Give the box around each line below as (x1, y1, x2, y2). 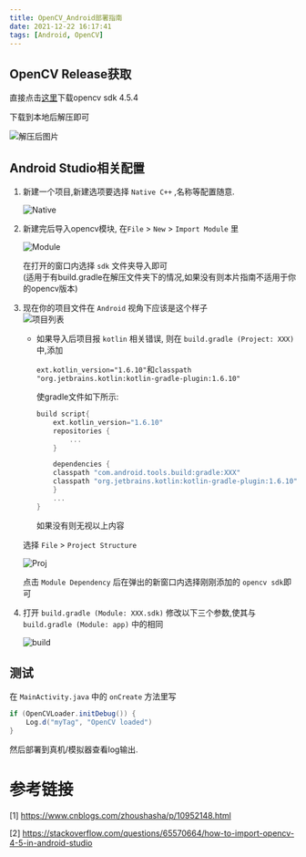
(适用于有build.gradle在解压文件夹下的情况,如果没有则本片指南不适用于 (22, 272, 289, 283)
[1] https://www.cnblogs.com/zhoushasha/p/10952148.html (9, 811, 232, 821)
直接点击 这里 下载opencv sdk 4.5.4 (9, 92, 138, 103)
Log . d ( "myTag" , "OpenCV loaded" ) (25, 718, 153, 728)
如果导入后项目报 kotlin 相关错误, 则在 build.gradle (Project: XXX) (36, 334, 294, 344)
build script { (36, 409, 90, 418)
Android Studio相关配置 (9, 160, 146, 176)
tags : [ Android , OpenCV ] (9, 30, 104, 39)
